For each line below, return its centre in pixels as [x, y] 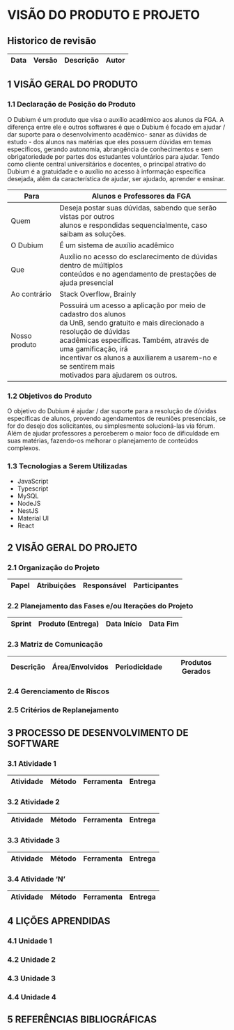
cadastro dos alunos [93, 314]
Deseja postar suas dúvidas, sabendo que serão [138, 208]
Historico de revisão [52, 41]
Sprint [21, 624]
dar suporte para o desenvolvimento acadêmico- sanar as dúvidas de [107, 134]
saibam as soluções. [93, 233]
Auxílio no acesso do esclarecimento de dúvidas [138, 256]
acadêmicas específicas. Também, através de [134, 340]
